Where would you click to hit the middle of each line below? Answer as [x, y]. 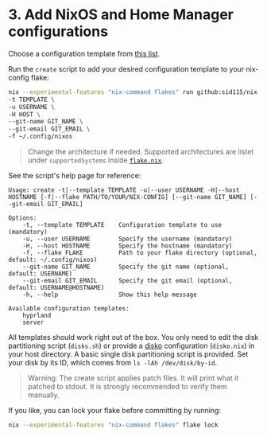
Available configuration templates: [69, 309]
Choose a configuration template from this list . [84, 53]
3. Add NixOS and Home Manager [121, 15]
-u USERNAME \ [32, 107]
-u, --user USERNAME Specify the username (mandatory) [128, 239]
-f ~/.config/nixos [41, 137]
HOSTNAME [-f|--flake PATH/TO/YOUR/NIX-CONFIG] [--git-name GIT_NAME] [128, 197]
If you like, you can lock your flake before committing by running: [114, 411]
